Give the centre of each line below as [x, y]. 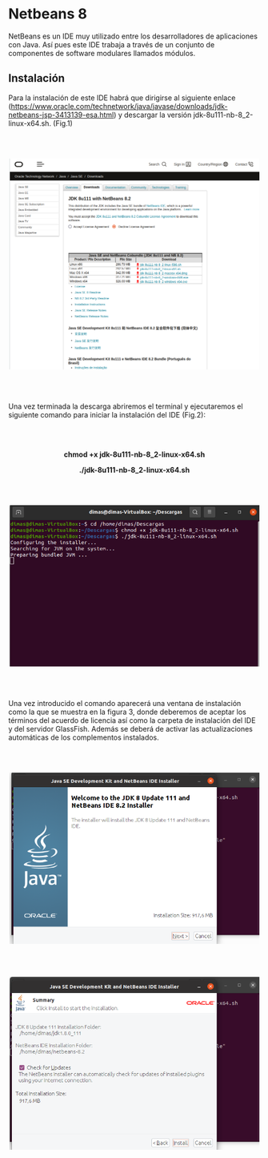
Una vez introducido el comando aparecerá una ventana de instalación [125, 703]
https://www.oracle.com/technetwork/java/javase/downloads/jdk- [119, 106]
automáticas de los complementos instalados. [84, 737]
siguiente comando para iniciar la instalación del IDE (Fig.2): [107, 414]
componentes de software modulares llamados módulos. [102, 53]
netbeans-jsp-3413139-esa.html [61, 115]
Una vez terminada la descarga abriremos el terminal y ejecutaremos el [126, 406]
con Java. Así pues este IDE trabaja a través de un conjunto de [112, 44]
